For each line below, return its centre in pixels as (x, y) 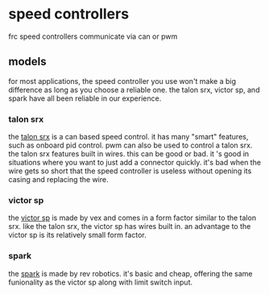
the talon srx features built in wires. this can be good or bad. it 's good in (129, 154)
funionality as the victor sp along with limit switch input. (101, 282)
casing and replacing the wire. (58, 180)
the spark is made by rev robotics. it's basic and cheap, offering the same (130, 273)
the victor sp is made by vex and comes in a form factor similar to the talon (132, 218)
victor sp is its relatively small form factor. (77, 235)
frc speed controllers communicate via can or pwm (93, 36)
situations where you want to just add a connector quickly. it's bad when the (135, 163)
